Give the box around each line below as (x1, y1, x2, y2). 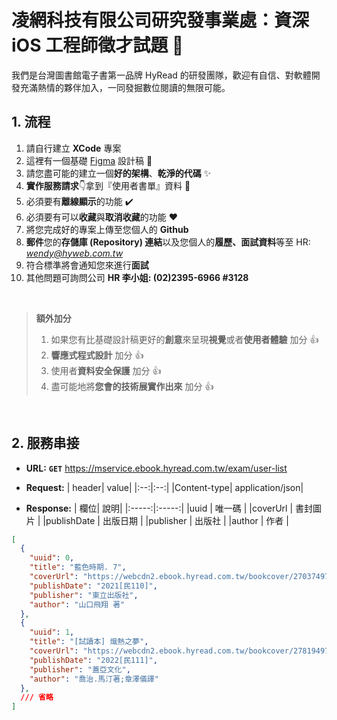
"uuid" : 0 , (29, 553, 75, 563)
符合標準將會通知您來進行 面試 (25, 259, 149, 271)
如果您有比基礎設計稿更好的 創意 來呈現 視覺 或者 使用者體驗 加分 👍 (50, 333, 319, 345)
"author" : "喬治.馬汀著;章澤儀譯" (29, 674, 159, 684)
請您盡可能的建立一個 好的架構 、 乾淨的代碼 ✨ (25, 167, 212, 179)
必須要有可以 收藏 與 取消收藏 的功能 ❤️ (25, 211, 179, 223)
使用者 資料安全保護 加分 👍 (50, 364, 162, 376)
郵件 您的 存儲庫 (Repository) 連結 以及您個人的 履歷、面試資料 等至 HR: (25, 236, 311, 248)
